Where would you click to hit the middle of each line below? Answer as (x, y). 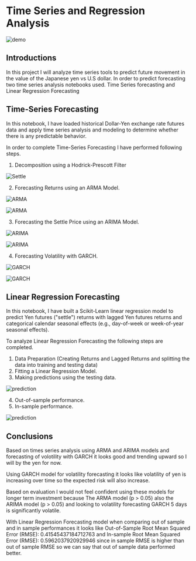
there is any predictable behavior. (46, 136)
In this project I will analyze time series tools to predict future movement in (96, 72)
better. (14, 553)
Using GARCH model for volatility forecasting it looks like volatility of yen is (96, 474)
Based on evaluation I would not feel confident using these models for (90, 492)
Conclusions (30, 436)
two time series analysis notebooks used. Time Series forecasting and (91, 85)
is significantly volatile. (34, 511)
